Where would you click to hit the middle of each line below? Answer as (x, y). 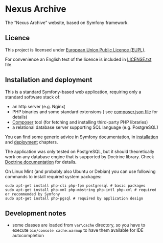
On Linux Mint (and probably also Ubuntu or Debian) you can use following (80, 171)
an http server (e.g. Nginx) (39, 106)
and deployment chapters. (32, 142)
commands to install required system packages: (53, 176)
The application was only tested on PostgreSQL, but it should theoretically (80, 151)
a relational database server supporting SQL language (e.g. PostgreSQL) (85, 127)
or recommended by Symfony (33, 194)
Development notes (35, 213)
